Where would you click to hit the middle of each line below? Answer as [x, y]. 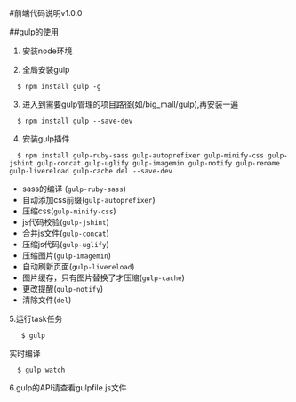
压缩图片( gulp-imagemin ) [67, 255]
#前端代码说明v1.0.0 [46, 13]
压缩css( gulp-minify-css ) [69, 211]
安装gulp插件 [46, 139]
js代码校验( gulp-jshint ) [65, 222]
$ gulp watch [41, 370]
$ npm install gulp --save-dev [75, 121]
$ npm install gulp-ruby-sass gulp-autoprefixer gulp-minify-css [141, 156]
